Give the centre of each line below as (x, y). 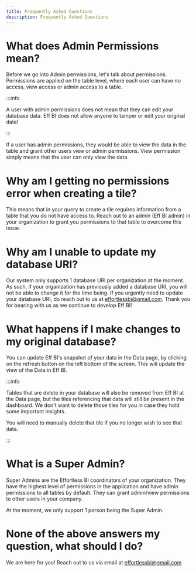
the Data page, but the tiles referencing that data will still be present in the (95, 399)
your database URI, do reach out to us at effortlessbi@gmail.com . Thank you (98, 299)
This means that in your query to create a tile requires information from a (94, 210)
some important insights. (36, 412)
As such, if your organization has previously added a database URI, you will (97, 287)
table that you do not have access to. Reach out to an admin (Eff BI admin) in (98, 216)
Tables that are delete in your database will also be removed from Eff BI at (95, 393)
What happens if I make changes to (94, 329)
